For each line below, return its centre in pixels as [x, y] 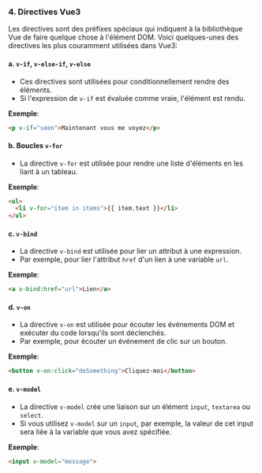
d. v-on [20, 307]
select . [31, 415]
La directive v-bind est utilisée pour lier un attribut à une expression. [131, 251]
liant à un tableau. [49, 171]
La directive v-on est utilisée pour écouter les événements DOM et [127, 325]
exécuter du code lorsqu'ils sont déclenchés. [93, 333]
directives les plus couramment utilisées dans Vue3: [93, 46]
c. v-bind [23, 233]
